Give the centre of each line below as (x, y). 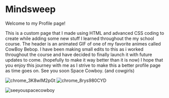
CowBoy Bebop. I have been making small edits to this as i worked (74, 49)
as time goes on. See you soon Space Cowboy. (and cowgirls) (70, 70)
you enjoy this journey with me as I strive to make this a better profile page (83, 65)
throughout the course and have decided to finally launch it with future (79, 55)
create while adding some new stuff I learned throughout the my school (80, 38)
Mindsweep (30, 9)
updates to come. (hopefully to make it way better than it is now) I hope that (84, 60)
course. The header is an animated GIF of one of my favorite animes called (83, 43)
